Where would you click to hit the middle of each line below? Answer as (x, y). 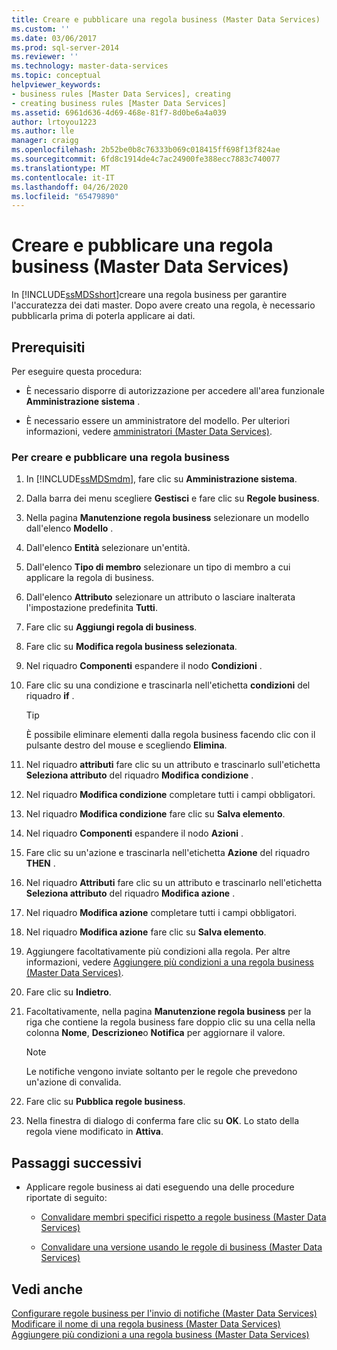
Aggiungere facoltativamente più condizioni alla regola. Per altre (158, 952)
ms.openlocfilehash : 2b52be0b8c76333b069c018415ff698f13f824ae (146, 150)
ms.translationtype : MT (61, 168)
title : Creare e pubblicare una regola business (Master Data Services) (166, 19)
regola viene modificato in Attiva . (94, 1132)
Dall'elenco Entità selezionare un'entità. (108, 548)
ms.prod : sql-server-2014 (65, 47)
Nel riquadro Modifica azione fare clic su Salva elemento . (146, 932)
